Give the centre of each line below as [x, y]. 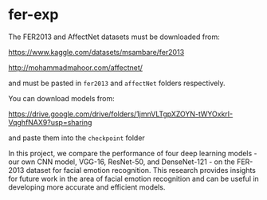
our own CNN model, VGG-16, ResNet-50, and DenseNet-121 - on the [122, 162]
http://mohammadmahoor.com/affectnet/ [76, 67]
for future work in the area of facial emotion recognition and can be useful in [133, 178]
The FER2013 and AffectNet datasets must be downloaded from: [114, 37]
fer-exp [33, 15]
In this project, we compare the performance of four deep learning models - [133, 153]
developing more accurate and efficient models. [87, 187]
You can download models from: [62, 98]
